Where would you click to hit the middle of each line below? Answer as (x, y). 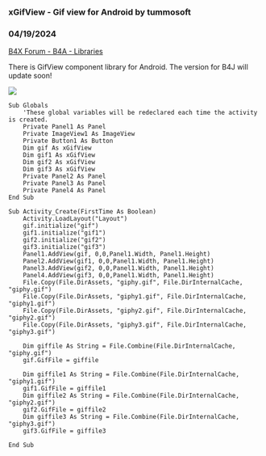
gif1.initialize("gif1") (64, 233)
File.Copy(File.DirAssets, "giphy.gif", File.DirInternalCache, (133, 283)
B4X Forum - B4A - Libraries (56, 52)
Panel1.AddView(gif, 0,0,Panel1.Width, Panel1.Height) (117, 254)
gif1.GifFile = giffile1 (64, 389)
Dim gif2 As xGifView (59, 163)
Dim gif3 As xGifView (59, 169)
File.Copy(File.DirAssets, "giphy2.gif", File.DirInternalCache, (135, 311)
